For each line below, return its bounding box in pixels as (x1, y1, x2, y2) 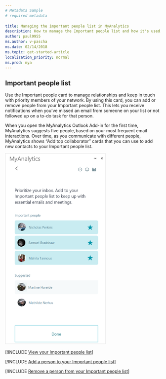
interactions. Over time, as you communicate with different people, (5, 133, 141, 139)
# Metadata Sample (5, 8, 43, 13)
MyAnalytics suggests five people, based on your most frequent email (5, 128, 147, 134)
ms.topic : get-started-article (5, 49, 70, 54)
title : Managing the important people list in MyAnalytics (5, 24, 129, 29)
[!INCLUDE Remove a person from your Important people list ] (5, 368, 130, 375)
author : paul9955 (5, 34, 41, 39)
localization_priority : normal (5, 55, 70, 60)
